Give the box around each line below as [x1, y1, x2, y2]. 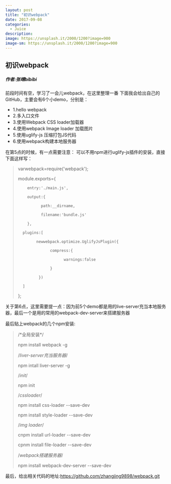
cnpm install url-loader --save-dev [17, 432, 91, 438]
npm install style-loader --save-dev [17, 412, 93, 418]
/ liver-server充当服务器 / [17, 352, 68, 358]
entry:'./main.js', [27, 186, 69, 191]
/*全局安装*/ [17, 332, 44, 338]
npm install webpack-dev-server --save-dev [17, 463, 111, 469]
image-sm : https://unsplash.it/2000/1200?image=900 [5, 41, 117, 46]
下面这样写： [5, 155, 32, 162]
